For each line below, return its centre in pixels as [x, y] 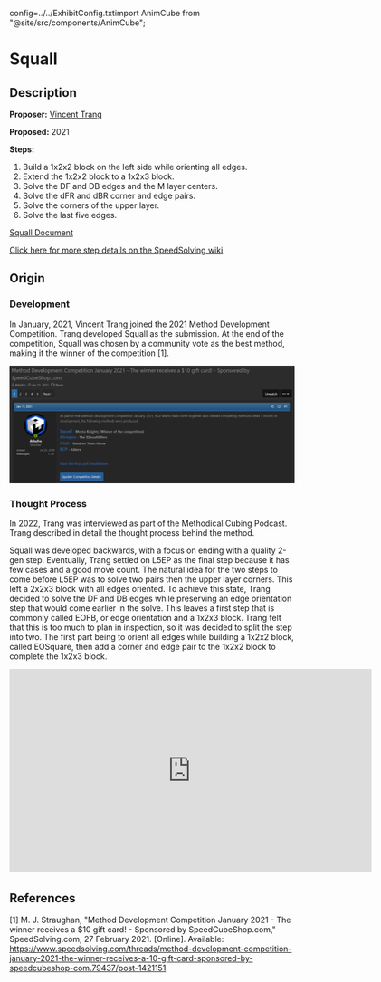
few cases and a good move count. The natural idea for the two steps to [144, 570]
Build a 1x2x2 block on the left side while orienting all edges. [135, 167]
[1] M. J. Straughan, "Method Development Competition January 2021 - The [150, 920]
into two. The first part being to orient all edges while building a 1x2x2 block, [152, 637]
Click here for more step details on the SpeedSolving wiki [116, 250]
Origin [27, 278]
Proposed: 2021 [39, 132]
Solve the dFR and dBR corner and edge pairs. [109, 195]
